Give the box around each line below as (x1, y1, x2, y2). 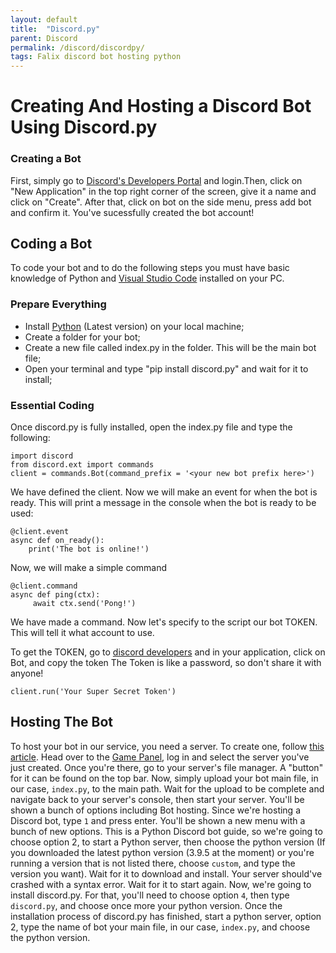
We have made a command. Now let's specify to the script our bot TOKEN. (10, 616, 318, 628)
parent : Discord (10, 33, 78, 43)
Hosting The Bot (10, 714, 114, 731)
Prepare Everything (10, 297, 107, 311)
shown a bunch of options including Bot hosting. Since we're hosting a (10, 804, 302, 816)
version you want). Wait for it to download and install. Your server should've (10, 867, 323, 880)
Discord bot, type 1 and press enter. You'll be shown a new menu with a (10, 814, 306, 826)
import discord (10, 451, 74, 461)
